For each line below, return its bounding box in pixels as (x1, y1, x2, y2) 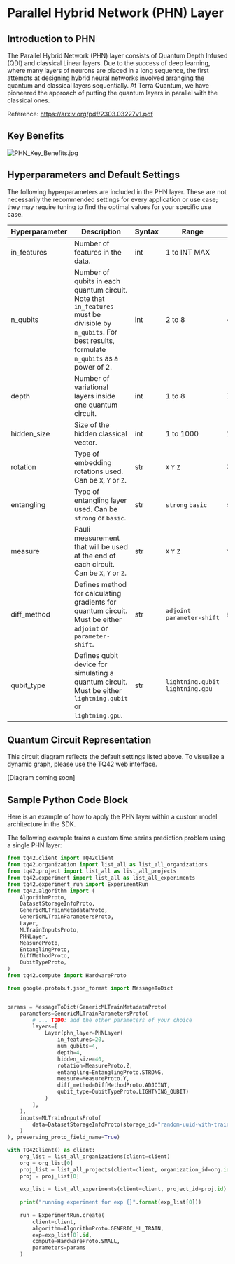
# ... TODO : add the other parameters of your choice (32, 1016, 192, 1023)
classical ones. (7, 96, 50, 105)
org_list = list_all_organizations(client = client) (20, 1153, 171, 1160)
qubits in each (74, 276, 121, 285)
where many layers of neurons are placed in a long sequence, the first (7, 67, 209, 74)
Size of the (74, 419, 110, 429)
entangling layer (74, 495, 127, 505)
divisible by (74, 318, 112, 328)
